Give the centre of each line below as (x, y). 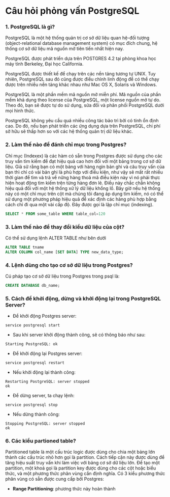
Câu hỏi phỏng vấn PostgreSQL (72, 11)
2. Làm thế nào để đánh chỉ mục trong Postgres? (66, 145)
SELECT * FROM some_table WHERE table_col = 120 (55, 214)
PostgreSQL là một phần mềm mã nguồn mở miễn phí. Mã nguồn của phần (83, 95)
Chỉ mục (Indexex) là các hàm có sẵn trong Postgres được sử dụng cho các (84, 156)
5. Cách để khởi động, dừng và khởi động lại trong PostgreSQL (83, 298)
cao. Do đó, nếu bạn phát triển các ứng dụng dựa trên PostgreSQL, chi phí (83, 126)
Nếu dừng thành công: (36, 415)
